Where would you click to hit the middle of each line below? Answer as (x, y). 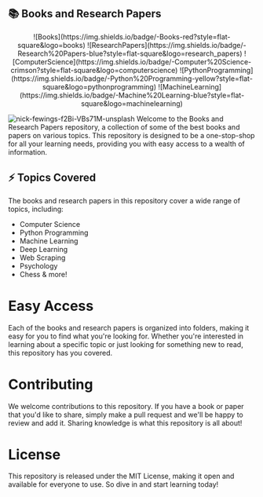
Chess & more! (44, 274)
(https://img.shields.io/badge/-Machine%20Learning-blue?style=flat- (132, 95)
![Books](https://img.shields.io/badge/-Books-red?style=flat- (132, 37)
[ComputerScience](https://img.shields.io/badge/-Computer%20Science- (132, 61)
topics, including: (36, 209)
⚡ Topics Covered (52, 178)
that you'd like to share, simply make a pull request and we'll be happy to (126, 415)
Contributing (51, 384)
